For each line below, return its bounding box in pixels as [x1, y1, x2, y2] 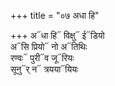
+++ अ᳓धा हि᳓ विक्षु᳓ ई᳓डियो [10, 30, 105, 41]
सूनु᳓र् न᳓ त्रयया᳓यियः [10, 63, 79, 75]
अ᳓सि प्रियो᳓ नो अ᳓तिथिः [10, 41, 88, 52]
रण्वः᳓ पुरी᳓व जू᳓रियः [10, 52, 75, 64]
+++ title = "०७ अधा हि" [10, 10, 100, 21]
